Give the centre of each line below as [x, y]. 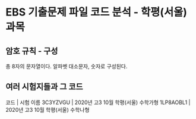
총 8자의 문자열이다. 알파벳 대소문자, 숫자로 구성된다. [67, 66]
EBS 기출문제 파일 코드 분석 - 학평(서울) [97, 12]
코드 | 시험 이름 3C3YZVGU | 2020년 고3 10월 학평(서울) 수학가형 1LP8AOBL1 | [98, 102]
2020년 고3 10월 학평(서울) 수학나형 [48, 109]
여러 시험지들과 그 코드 [45, 87]
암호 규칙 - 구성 [32, 51]
